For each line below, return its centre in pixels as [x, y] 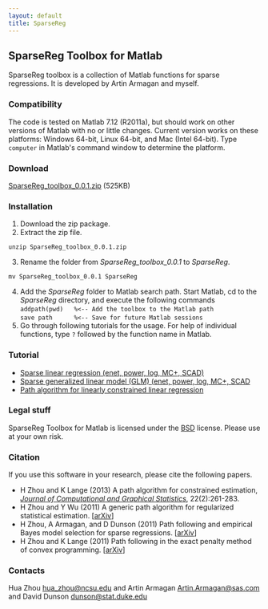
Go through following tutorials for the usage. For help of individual [128, 326]
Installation [31, 206]
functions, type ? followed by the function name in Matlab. [116, 335]
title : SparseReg [37, 23]
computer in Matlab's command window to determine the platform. [117, 147]
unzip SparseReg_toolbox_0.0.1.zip [68, 247]
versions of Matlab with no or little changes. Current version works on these [133, 130]
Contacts [27, 570]
